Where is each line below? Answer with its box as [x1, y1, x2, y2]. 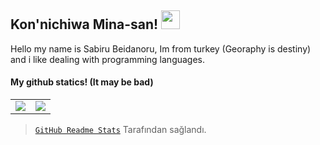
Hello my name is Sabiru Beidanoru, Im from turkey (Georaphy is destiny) [10, 42, 312, 55]
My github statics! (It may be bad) [10, 76, 154, 88]
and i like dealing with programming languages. [10, 53, 206, 65]
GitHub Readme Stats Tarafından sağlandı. [34, 124, 207, 136]
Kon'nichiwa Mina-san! [10, 16, 159, 33]
